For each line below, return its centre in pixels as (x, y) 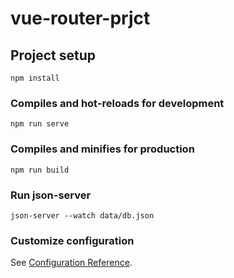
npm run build (40, 170)
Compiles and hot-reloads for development (117, 103)
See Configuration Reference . (71, 263)
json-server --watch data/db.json (82, 215)
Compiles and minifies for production (102, 149)
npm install (35, 78)
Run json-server (51, 195)
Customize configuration (72, 240)
